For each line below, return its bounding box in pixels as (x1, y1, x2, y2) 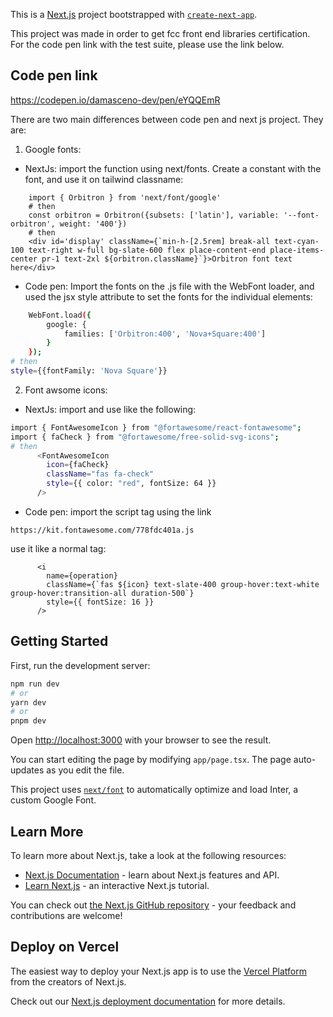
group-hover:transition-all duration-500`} (10, 588, 195, 598)
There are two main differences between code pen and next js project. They (10, 113, 324, 125)
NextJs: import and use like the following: (24, 403, 197, 415)
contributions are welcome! (10, 909, 123, 921)
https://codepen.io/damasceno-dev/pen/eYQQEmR (10, 94, 221, 106)
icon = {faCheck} (46, 460, 110, 470)
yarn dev (10, 697, 47, 708)
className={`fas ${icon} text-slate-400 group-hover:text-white (46, 579, 320, 589)
